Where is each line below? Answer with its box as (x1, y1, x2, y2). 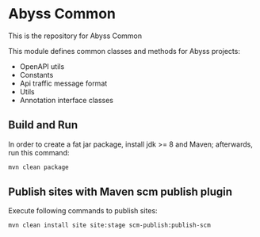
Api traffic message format (19, 78, 108, 88)
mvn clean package (8, 163, 69, 171)
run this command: (8, 147, 70, 157)
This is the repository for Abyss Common (8, 31, 143, 40)
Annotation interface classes (19, 95, 113, 105)
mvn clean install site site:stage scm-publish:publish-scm (8, 221, 212, 230)
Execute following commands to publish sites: (8, 206, 158, 216)
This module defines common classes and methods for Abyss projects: (8, 46, 240, 55)
